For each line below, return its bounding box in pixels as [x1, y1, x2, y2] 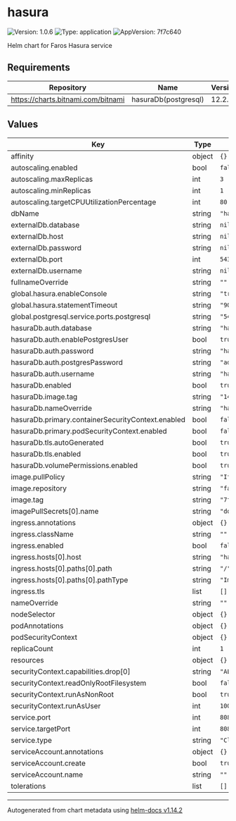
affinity [11, 151, 34, 161]
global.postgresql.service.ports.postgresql [11, 311, 151, 321]
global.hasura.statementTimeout [11, 300, 118, 310]
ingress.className [11, 529, 74, 539]
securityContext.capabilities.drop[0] [11, 667, 131, 677]
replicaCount [11, 643, 54, 653]
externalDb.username [11, 266, 82, 276]
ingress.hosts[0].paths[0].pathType [11, 575, 129, 585]
